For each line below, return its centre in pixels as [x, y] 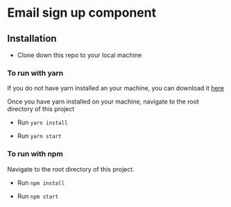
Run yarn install [42, 122]
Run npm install [41, 183]
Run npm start [38, 196]
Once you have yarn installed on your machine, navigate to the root [103, 101]
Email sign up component [82, 13]
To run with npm [35, 154]
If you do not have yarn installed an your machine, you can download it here [115, 88]
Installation [32, 39]
